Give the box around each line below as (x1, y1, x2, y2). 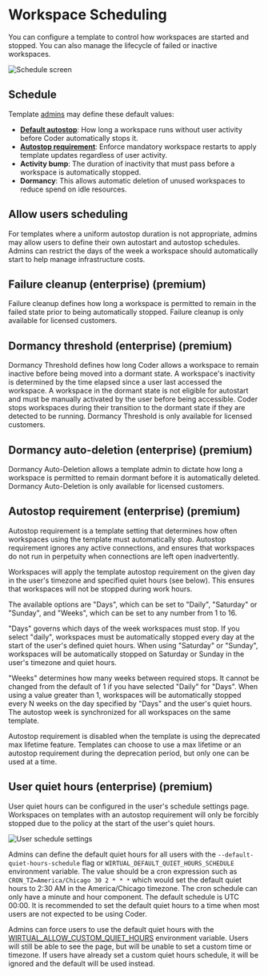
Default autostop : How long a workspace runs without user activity (19, 124, 242, 134)
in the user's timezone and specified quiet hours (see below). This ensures (8, 575, 254, 585)
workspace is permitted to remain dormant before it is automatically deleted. (8, 473, 261, 482)
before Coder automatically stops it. (19, 133, 138, 143)
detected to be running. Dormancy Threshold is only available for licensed (8, 411, 252, 421)
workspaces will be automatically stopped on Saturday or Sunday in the (8, 649, 245, 659)
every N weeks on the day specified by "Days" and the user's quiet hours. (8, 699, 253, 708)
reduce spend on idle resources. (19, 184, 127, 194)
